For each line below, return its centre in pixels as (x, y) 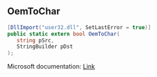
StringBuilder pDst (45, 47)
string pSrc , (35, 40)
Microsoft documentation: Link (51, 67)
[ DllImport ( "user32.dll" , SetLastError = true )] (79, 27)
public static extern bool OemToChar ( (63, 34)
